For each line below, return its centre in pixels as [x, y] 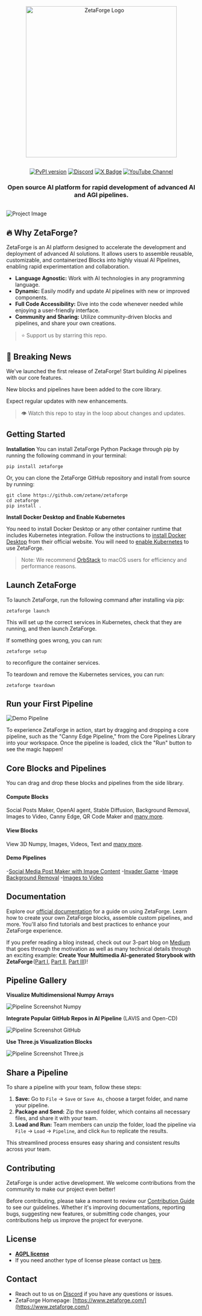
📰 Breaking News [39, 357]
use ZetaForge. [25, 548]
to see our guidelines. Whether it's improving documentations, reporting [96, 1207]
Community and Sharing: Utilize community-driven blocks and [93, 317]
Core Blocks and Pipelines [56, 768]
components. [31, 298]
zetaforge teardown [31, 685]
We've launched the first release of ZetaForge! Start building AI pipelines [96, 371]
